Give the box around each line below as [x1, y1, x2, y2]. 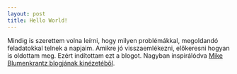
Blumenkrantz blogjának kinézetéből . [7, 58, 115, 67]
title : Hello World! [7, 17, 69, 24]
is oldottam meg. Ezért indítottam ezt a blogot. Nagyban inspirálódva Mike [7, 51, 223, 60]
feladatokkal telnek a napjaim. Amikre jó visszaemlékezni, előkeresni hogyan [7, 44, 230, 52]
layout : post [7, 10, 46, 18]
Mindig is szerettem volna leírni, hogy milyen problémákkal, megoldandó [7, 36, 219, 44]
